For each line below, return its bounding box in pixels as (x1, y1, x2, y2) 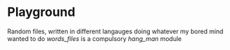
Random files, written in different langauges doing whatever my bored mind (7, 27, 224, 35)
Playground (7, 4, 75, 20)
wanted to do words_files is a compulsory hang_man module (7, 34, 183, 42)
